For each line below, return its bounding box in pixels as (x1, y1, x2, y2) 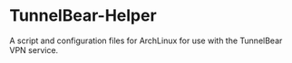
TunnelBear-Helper (9, 5, 157, 26)
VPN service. (9, 44, 59, 55)
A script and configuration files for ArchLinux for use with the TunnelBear (9, 35, 283, 46)
